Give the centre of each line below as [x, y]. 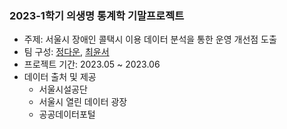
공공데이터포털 [67, 114]
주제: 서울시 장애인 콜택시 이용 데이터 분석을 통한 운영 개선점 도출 [150, 39]
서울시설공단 [63, 89]
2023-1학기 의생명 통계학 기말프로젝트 [97, 15]
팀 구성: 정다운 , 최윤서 [66, 52]
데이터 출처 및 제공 [60, 77]
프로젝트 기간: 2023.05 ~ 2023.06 [92, 64]
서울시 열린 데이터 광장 [83, 102]
